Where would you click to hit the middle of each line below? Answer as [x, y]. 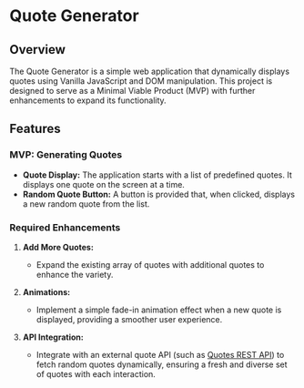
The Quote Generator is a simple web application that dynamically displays [149, 71]
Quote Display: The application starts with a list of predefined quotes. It [157, 175]
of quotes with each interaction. [96, 373]
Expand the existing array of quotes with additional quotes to [150, 264]
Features [35, 129]
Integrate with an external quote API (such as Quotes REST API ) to [160, 354]
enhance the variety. [75, 274]
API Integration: [53, 337]
